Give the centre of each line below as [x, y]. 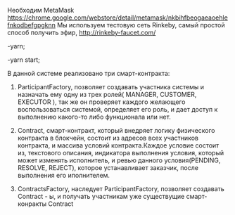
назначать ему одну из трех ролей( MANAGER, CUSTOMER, [107, 95]
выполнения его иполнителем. [64, 175]
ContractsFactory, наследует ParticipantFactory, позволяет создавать [121, 189]
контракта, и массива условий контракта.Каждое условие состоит [118, 145]
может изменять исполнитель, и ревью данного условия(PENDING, [119, 160]
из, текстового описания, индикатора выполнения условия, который [121, 153]
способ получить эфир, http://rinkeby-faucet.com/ [82, 32]
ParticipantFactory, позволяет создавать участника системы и [110, 87]
